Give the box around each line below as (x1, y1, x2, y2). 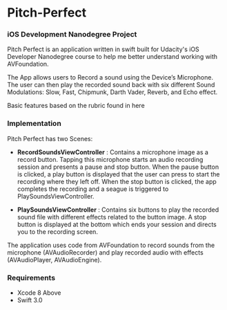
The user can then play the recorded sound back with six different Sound (7, 81, 215, 89)
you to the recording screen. (17, 227, 99, 236)
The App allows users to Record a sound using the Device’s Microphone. (7, 73, 214, 82)
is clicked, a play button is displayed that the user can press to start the (17, 170, 220, 178)
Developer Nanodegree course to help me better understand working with (7, 53, 218, 61)
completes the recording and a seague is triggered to (17, 185, 169, 193)
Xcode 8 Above (17, 289, 61, 297)
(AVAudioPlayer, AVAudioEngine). (7, 255, 102, 264)
